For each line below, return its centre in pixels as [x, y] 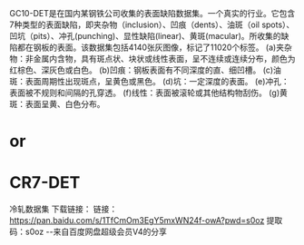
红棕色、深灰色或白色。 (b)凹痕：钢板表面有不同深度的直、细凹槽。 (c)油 [145, 70]
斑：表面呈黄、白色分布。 [57, 104]
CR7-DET [45, 183]
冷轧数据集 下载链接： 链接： [64, 209]
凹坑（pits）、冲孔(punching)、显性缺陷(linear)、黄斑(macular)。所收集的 [145, 36]
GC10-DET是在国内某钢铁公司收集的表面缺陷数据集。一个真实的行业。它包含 [152, 13]
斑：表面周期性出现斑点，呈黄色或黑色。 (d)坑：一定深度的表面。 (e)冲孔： [150, 81]
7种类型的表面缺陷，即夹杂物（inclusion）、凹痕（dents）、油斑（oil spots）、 [152, 24]
